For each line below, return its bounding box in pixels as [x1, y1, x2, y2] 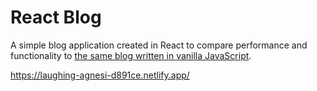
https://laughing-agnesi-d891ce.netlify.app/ [10, 69, 190, 81]
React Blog [10, 6, 102, 29]
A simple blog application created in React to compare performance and [10, 39, 308, 51]
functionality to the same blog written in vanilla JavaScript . [10, 49, 252, 61]
